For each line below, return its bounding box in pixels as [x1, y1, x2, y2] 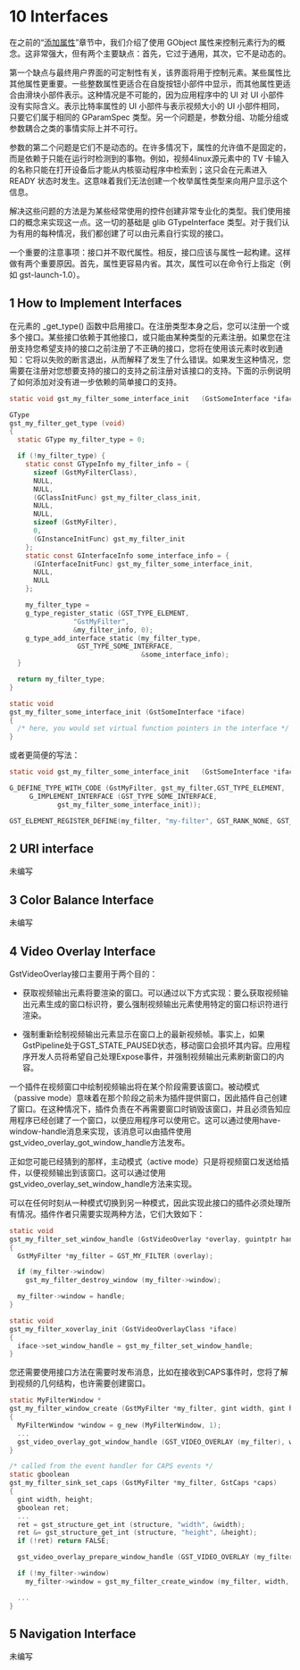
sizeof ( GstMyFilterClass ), [32, 467, 138, 477]
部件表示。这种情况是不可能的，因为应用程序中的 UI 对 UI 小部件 [47, 89, 285, 100]
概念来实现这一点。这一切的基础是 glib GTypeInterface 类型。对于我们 [24, 216, 282, 227]
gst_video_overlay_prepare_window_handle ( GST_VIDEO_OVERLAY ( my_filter [17, 1553, 294, 1562]
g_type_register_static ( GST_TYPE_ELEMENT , [25, 608, 190, 617]
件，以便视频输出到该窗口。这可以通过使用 [9, 1167, 166, 1178]
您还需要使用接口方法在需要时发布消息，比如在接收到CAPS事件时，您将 [9, 1367, 273, 1378]
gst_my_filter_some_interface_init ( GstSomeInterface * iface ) [9, 708, 246, 717]
